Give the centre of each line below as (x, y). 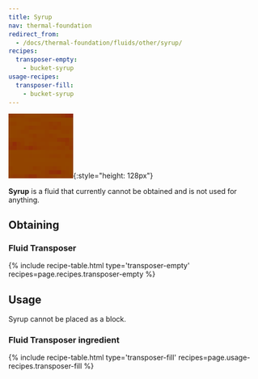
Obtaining (34, 225)
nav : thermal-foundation (50, 25)
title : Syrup (30, 17)
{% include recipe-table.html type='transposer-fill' (93, 358)
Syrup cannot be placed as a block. (68, 319)
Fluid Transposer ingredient (64, 339)
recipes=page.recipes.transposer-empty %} (82, 274)
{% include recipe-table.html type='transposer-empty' (99, 266)
